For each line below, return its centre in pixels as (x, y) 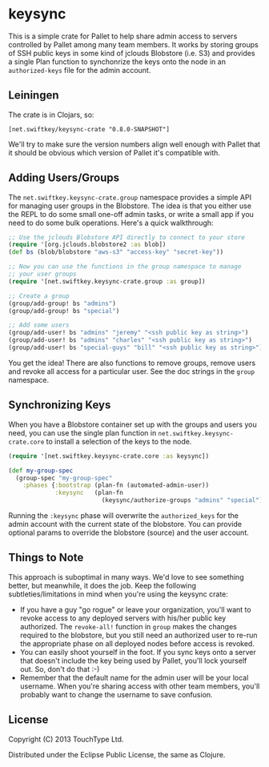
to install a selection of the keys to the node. (119, 441)
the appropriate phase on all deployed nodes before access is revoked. (137, 643)
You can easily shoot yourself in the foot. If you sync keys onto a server (138, 652)
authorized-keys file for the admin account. (80, 70)
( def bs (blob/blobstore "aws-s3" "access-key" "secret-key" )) (116, 252)
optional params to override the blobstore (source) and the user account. (129, 532)
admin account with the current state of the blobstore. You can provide (125, 524)
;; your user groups (43, 274)
